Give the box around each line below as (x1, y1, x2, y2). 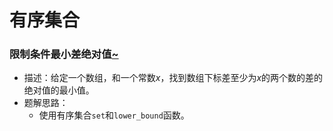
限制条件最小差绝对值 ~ (9, 47, 119, 61)
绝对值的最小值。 (23, 84, 95, 96)
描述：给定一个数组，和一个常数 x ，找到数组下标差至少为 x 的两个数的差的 (23, 72, 324, 84)
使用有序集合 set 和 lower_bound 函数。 (38, 109, 190, 121)
